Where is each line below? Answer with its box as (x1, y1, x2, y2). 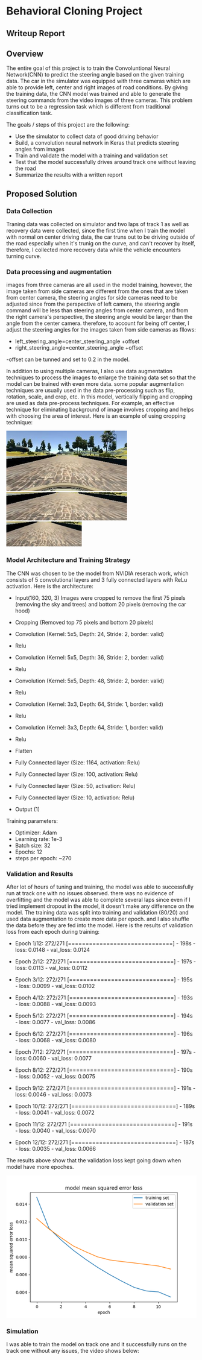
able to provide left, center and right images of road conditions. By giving (6, 84, 188, 91)
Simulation (6, 1327, 39, 1335)
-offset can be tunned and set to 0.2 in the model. (6, 356, 130, 363)
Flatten (14, 747, 33, 754)
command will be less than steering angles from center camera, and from (6, 307, 189, 314)
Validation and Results (6, 869, 74, 878)
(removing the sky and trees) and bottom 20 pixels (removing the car (14, 600, 187, 608)
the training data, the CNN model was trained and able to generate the (6, 90, 181, 98)
